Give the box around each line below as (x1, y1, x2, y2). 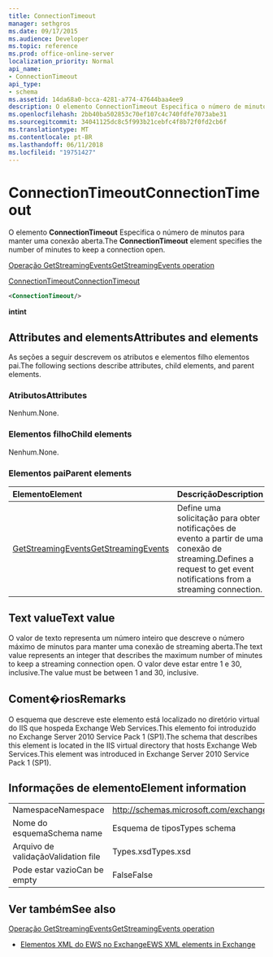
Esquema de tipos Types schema (112, 823, 236, 834)
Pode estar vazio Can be (12, 864, 104, 876)
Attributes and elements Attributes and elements (8, 331, 258, 345)
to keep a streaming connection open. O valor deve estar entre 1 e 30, (8, 659, 242, 669)
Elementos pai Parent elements (8, 468, 132, 479)
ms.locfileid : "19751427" (8, 148, 96, 156)
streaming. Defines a (176, 553, 254, 564)
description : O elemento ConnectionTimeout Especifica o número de (8, 103, 242, 111)
